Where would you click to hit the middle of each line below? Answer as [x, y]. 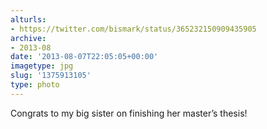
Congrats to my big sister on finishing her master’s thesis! [129, 113]
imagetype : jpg [42, 66]
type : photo [35, 85]
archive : [28, 38]
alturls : [28, 19]
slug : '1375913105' [51, 76]
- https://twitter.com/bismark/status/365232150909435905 [133, 29]
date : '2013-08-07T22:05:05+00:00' [84, 57]
